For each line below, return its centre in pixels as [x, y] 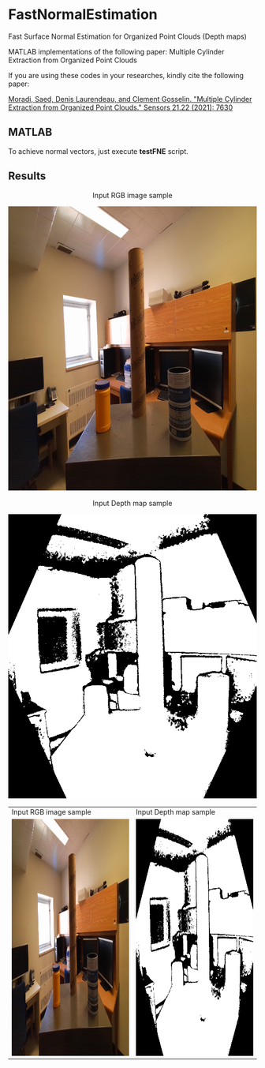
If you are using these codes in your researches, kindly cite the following [126, 75]
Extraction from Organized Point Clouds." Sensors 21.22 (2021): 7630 [121, 107]
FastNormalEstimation [83, 15]
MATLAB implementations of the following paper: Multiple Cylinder [116, 51]
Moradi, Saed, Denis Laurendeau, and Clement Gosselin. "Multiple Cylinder [130, 99]
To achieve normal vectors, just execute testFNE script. [98, 151]
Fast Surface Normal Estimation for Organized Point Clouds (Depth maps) [127, 36]
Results [27, 176]
